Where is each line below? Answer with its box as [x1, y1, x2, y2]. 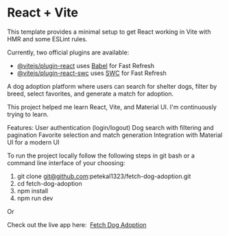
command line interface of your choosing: [7, 158, 125, 167]
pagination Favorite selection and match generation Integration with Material [7, 131, 223, 139]
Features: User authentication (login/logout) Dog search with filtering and [7, 123, 214, 131]
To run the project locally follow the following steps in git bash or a [7, 151, 195, 160]
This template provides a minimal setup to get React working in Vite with [7, 28, 211, 36]
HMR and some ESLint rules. [7, 34, 88, 43]
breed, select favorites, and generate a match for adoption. [7, 89, 173, 98]
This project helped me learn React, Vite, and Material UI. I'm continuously [7, 103, 217, 111]
